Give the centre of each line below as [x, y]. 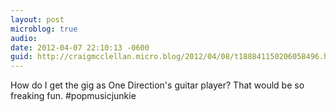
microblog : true [44, 29]
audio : [24, 38]
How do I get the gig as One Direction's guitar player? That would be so [157, 85]
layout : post [37, 19]
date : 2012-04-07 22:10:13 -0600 [80, 47]
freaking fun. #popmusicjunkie [73, 96]
